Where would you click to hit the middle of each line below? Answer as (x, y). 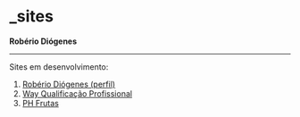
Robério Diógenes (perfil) (69, 84)
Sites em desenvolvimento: (59, 67)
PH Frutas (41, 103)
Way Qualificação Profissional (77, 93)
